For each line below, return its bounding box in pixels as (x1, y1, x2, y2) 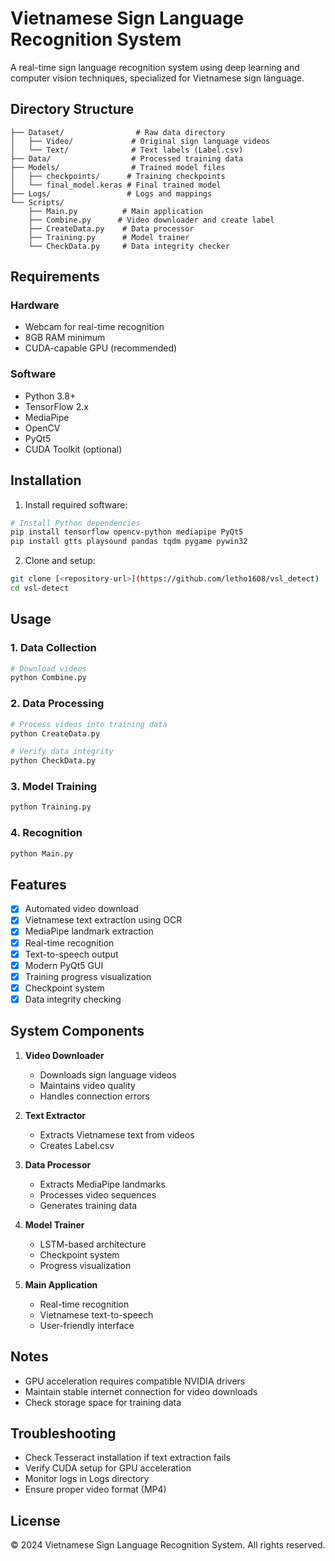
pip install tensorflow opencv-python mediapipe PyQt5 (10, 527, 244, 537)
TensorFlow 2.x (24, 400, 89, 412)
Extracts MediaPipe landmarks (39, 1178, 166, 1190)
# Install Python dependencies (10, 518, 141, 528)
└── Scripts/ (10, 197, 65, 207)
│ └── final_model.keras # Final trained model (10, 180, 222, 190)
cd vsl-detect (10, 583, 70, 594)
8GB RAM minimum (24, 332, 106, 344)
